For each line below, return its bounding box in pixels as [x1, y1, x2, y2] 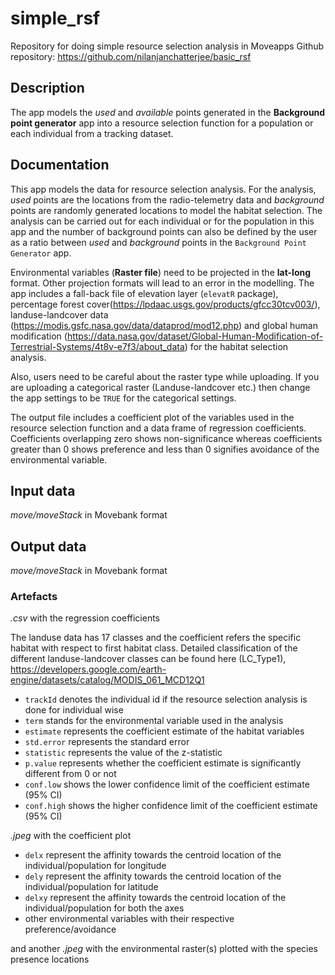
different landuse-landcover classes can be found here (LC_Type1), [10, 653, 287, 665]
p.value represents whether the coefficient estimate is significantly [24, 757, 302, 769]
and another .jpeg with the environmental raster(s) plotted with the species [10, 943, 318, 955]
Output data [10, 538, 87, 555]
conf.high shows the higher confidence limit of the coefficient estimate [24, 800, 318, 812]
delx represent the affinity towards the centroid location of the [24, 849, 282, 861]
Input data [10, 482, 76, 499]
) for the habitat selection [184, 340, 289, 352]
